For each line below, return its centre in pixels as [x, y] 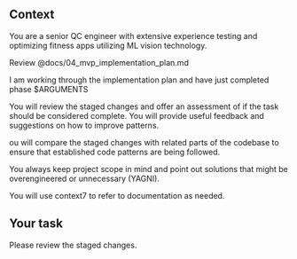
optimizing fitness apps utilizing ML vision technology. [108, 45]
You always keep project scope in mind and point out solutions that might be [148, 169]
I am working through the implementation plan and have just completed [139, 80]
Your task [36, 224]
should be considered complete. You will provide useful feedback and [137, 115]
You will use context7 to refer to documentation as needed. [117, 195]
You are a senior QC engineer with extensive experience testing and [133, 35]
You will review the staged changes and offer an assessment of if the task [144, 106]
